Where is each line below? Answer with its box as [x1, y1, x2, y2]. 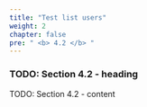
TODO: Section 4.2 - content [9, 88, 115, 99]
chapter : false [9, 30, 67, 39]
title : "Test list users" [9, 13, 106, 22]
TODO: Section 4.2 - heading [9, 68, 138, 81]
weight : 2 [9, 22, 47, 31]
